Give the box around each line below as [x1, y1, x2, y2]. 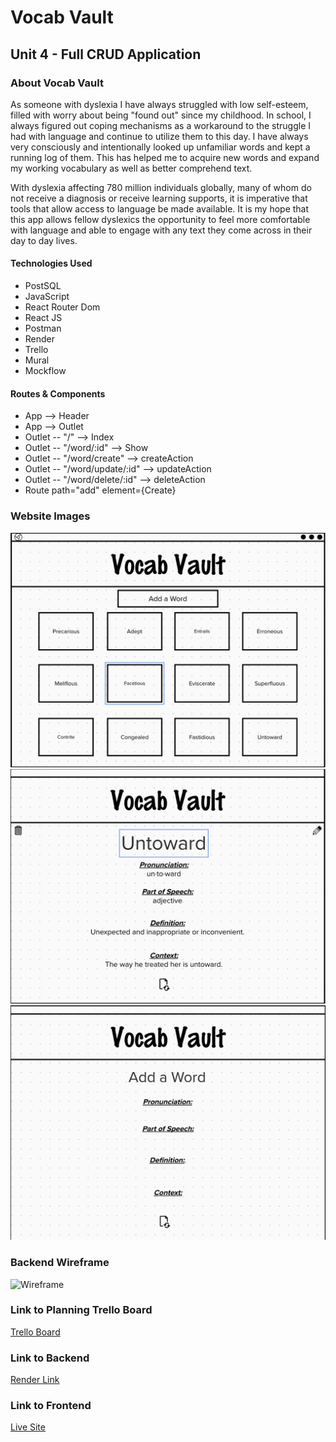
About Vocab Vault [10, 76, 104, 90]
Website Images [10, 509, 91, 523]
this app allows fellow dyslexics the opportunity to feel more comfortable [10, 213, 311, 225]
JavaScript [24, 291, 70, 303]
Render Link [10, 1374, 60, 1386]
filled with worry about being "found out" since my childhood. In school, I [10, 109, 312, 121]
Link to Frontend [10, 1399, 92, 1413]
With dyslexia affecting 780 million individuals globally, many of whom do [10, 181, 312, 193]
